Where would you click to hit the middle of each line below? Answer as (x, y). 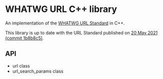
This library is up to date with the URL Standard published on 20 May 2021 (81, 32)
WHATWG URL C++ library (61, 9)
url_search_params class (38, 71)
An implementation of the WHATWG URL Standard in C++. (65, 23)
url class (21, 65)
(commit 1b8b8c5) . (24, 38)
